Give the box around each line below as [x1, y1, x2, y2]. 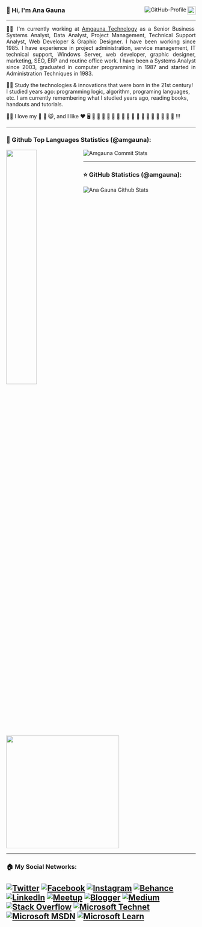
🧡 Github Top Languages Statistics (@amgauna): [6, 136, 151, 144]
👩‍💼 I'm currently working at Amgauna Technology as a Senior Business [6, 25, 195, 32]
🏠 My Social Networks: [6, 862, 77, 871]
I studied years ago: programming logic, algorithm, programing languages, [6, 88, 191, 96]
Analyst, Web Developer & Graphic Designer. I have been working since [6, 38, 196, 45]
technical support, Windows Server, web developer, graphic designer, [6, 51, 196, 58]
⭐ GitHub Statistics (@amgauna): [83, 170, 182, 178]
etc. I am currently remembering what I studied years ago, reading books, [6, 94, 188, 102]
